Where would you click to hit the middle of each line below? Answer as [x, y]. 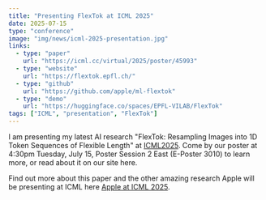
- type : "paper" [43, 53]
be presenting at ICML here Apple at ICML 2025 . [89, 187]
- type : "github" [45, 83]
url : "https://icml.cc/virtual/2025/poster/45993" [110, 62]
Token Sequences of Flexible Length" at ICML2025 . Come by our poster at [133, 145]
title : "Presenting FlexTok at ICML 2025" [81, 16]
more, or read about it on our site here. [73, 162]
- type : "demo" [41, 99]
